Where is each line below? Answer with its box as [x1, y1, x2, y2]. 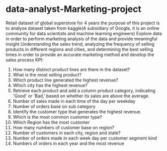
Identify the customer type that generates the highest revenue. [12, 108, 142, 115]
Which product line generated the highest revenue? [12, 77, 118, 83]
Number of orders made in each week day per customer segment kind [12, 135, 157, 141]
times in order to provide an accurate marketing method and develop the [5, 51, 155, 58]
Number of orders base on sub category [12, 103, 96, 109]
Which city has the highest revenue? [12, 82, 88, 88]
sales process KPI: [5, 57, 44, 63]
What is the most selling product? [12, 72, 82, 77]
